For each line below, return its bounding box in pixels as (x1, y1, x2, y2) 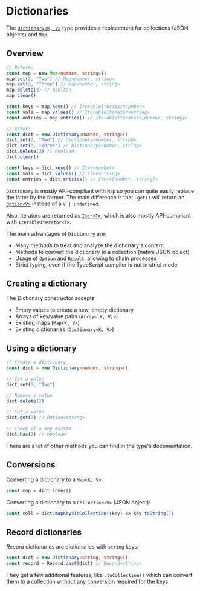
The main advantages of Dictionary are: (6, 230, 107, 237)
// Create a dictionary (6, 359, 66, 366)
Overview (6, 48, 44, 59)
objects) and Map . (6, 30, 49, 38)
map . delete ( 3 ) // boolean (6, 87, 71, 93)
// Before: (6, 64, 34, 70)
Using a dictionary (6, 343, 77, 353)
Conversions (6, 459, 56, 470)
